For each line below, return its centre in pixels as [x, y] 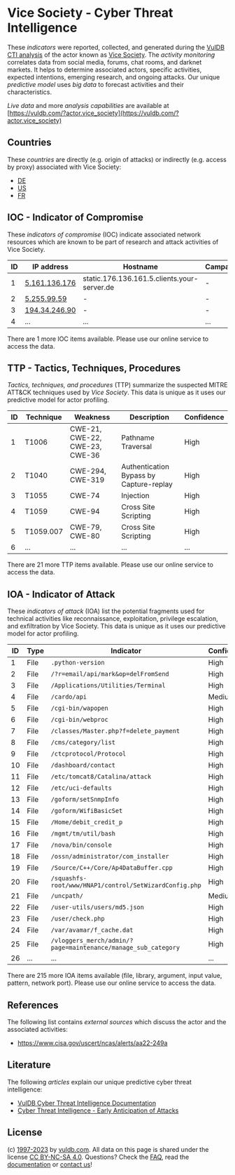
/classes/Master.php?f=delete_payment [115, 731]
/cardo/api [69, 697]
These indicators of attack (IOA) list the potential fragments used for [106, 611]
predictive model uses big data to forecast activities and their [95, 84]
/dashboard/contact [83, 765]
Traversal [137, 447]
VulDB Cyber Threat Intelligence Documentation [87, 1103]
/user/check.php [78, 919]
